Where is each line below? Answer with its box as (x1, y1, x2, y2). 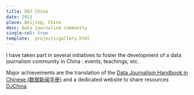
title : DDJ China (6, 8, 49, 15)
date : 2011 (6, 14, 33, 20)
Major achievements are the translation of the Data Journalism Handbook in (6, 69, 188, 76)
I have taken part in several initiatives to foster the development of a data (6, 52, 182, 58)
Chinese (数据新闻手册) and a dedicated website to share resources (6, 76, 169, 83)
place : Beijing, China (6, 19, 61, 25)
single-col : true (6, 30, 49, 36)
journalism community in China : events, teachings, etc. (6, 58, 139, 65)
